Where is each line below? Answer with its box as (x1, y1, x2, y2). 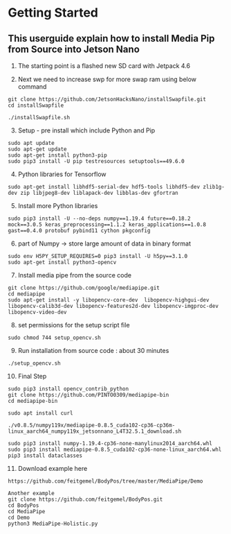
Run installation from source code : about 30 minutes (17, 347, 169, 354)
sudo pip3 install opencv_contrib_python (8, 386, 129, 393)
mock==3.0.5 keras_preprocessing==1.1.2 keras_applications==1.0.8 (8, 221, 207, 228)
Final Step (17, 372, 47, 380)
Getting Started (8, 5, 99, 21)
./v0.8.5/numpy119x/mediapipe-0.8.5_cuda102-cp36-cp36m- (8, 422, 176, 429)
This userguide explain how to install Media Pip (8, 33, 215, 44)
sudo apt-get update (8, 146, 68, 153)
